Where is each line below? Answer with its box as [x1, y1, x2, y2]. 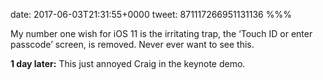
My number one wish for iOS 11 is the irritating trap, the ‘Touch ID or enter [10, 28, 313, 39]
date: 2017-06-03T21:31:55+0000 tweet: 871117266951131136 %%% [10, 9, 292, 20]
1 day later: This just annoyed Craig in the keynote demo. [10, 58, 246, 69]
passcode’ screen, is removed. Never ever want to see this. [10, 39, 255, 50]
